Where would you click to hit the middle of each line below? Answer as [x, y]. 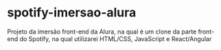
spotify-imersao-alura [72, 13]
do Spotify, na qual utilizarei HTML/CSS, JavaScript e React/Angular [116, 38]
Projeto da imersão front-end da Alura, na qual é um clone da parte [102, 32]
